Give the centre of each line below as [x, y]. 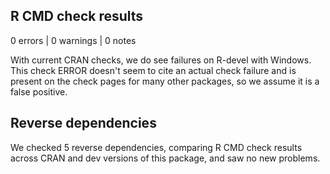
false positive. [39, 91]
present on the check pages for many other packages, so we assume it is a [165, 81]
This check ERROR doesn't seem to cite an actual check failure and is [153, 70]
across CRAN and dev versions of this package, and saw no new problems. [165, 158]
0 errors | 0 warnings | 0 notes [73, 40]
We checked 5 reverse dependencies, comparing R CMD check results [156, 147]
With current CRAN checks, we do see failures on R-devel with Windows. [161, 60]
